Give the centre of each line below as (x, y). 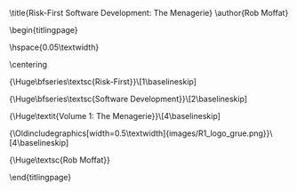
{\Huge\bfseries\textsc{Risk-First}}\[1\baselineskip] (103, 82)
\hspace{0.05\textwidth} (54, 47)
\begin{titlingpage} (44, 30)
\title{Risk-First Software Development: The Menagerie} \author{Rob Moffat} (149, 13)
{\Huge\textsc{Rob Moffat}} (60, 160)
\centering (28, 64)
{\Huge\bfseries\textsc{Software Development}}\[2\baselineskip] (128, 99)
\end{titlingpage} (40, 177)
